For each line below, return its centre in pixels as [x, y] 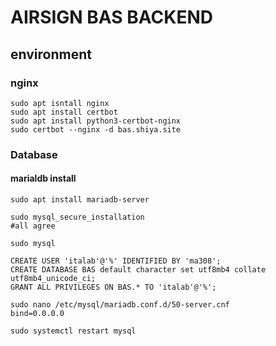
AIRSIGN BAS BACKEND [111, 17]
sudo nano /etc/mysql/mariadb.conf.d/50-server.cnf [120, 305]
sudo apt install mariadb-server [80, 200]
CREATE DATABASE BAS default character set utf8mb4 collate [138, 270]
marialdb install [43, 178]
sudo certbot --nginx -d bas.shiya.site [96, 129]
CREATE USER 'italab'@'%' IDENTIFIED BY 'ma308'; [116, 261]
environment [51, 54]
